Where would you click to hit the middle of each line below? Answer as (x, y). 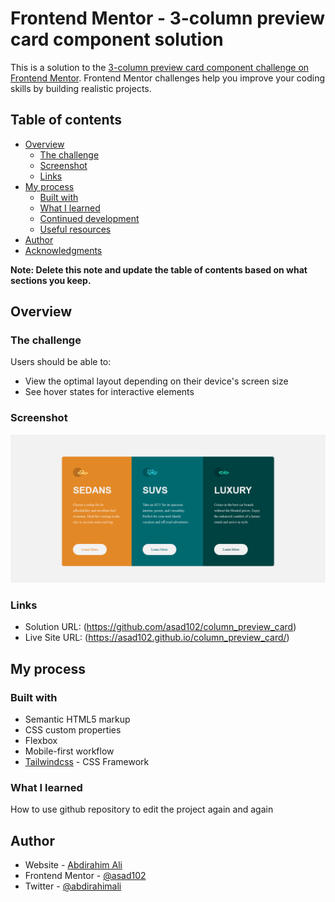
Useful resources (75, 229)
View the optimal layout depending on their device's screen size (156, 381)
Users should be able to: (61, 362)
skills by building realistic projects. (81, 88)
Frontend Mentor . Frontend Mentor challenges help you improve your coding (168, 78)
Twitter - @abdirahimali (73, 886)
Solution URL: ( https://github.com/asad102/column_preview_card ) (160, 627)
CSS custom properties (73, 729)
